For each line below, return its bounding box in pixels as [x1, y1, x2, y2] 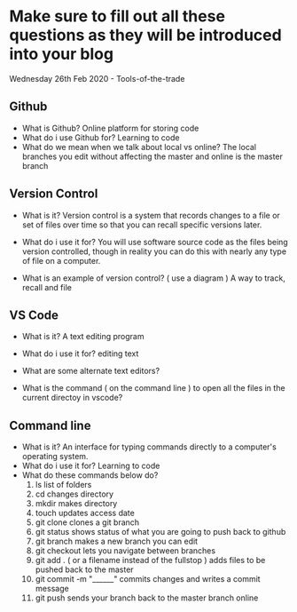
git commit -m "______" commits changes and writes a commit [35, 574, 261, 584]
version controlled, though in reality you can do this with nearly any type [21, 246, 286, 257]
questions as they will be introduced [9, 25, 282, 45]
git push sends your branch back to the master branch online [35, 592, 259, 603]
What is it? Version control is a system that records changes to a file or [21, 210, 281, 220]
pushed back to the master [35, 564, 135, 575]
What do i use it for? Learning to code [21, 460, 160, 472]
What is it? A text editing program [21, 331, 145, 342]
